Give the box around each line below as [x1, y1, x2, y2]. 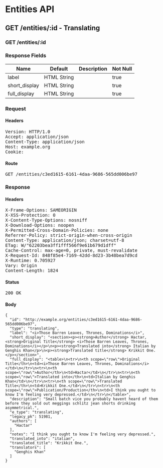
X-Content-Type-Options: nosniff [5, 218, 88, 223]
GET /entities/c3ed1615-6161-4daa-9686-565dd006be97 [5, 171, 138, 177]
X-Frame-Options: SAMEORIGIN [5, 208, 77, 213]
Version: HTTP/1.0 [5, 128, 51, 135]
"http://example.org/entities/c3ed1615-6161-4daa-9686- [23, 317, 142, 322]
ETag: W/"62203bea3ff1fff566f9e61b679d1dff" [5, 243, 117, 248]
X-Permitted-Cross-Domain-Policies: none [5, 228, 109, 233]
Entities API [5, 4, 55, 15]
